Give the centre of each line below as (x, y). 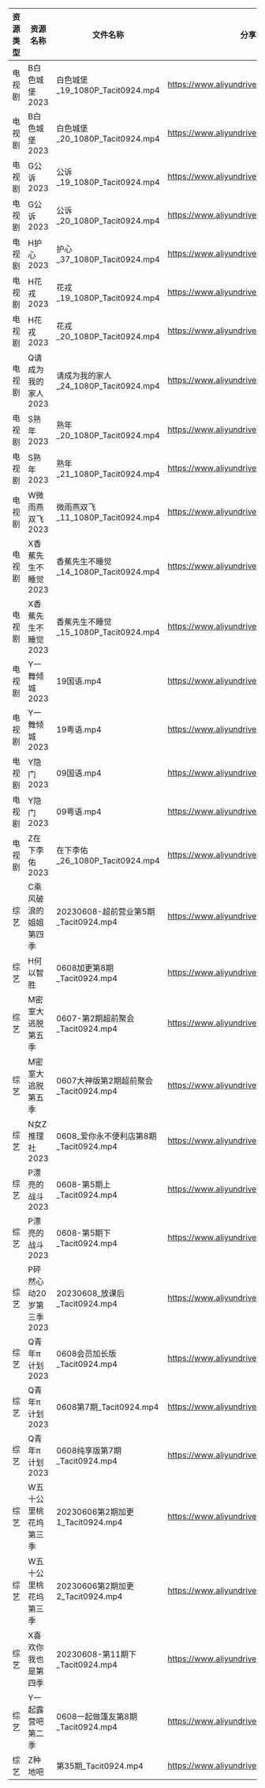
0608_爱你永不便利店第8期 (106, 1136)
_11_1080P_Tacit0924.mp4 (108, 517)
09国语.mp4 (79, 773)
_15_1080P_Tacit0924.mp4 (108, 632)
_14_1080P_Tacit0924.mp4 (108, 572)
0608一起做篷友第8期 (97, 1716)
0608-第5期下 (84, 1233)
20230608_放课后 (90, 1293)
